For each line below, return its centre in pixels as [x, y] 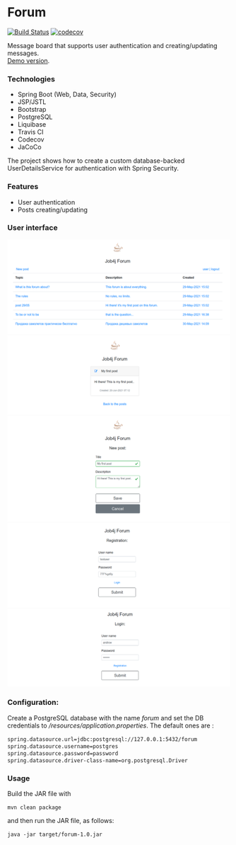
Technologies [31, 79]
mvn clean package [34, 807]
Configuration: [33, 703]
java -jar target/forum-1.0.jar [55, 835]
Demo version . [29, 60]
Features [23, 187]
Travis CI [30, 132]
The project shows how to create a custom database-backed [96, 161]
